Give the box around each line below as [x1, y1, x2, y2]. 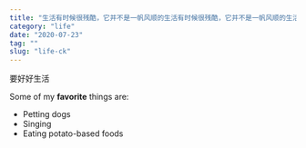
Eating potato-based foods [22, 128, 124, 139]
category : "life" [9, 22, 76, 31]
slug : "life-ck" [9, 47, 71, 56]
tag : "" [9, 38, 39, 48]
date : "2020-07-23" [9, 30, 84, 39]
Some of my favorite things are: [9, 92, 129, 103]
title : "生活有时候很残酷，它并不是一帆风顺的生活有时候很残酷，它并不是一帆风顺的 [9, 13, 287, 23]
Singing [22, 119, 52, 130]
